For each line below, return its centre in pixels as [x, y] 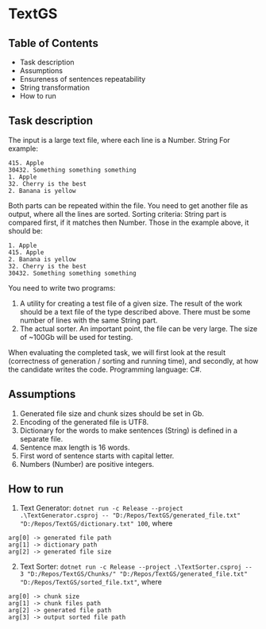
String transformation [54, 87]
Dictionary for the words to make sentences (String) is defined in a [129, 430]
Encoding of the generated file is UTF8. [84, 422]
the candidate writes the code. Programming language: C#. [105, 369]
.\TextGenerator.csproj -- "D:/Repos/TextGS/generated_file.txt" [130, 516]
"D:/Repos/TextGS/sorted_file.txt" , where [91, 582]
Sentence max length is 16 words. [75, 447]
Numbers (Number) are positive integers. [87, 464]
